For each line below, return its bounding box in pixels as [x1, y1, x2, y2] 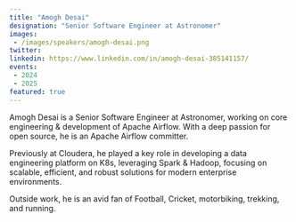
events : [9, 63, 38, 72]
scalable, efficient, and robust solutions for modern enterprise [9, 166, 237, 178]
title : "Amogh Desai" [9, 12, 90, 22]
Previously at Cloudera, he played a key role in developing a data [9, 147, 248, 158]
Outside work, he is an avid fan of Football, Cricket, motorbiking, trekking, [9, 193, 280, 204]
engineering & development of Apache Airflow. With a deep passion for [9, 121, 271, 131]
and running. [9, 202, 56, 213]
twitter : [9, 46, 42, 55]
